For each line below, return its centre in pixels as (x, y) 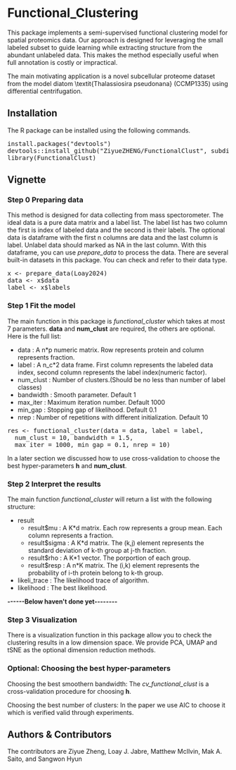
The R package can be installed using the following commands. (99, 130)
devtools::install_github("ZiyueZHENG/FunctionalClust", (107, 151)
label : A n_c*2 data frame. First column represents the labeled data (115, 365)
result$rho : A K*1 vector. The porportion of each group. (109, 558)
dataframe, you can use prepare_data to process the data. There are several (118, 252)
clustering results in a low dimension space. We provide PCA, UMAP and (112, 642)
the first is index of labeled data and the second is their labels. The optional (116, 230)
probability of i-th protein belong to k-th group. (96, 573)
